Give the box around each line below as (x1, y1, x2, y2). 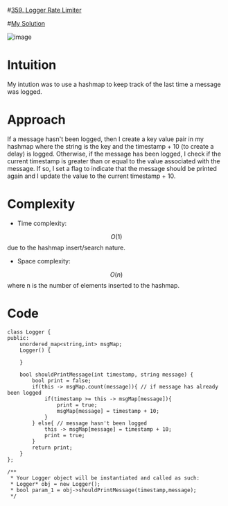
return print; (32, 444, 73, 451)
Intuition (7, 57, 57, 73)
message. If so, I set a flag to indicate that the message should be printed (7, 164, 217, 172)
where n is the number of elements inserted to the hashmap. (7, 281, 180, 289)
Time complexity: (17, 219, 67, 227)
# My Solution (7, 19, 46, 27)
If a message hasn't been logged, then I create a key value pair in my (7, 135, 204, 143)
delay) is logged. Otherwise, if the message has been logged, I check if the (7, 149, 222, 158)
